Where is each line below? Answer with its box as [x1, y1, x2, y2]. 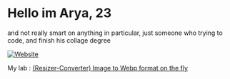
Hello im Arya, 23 [7, 5, 112, 21]
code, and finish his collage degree [7, 36, 111, 44]
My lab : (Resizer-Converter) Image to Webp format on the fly [7, 63, 188, 72]
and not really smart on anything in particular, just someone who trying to [7, 28, 223, 37]
